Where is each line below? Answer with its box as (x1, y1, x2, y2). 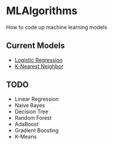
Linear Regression (14, 95, 59, 103)
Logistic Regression (14, 56, 63, 63)
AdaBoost (14, 120, 39, 127)
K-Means (14, 133, 37, 140)
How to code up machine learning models (6, 24, 108, 31)
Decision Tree (14, 108, 49, 115)
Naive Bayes (14, 101, 45, 108)
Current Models (6, 41, 65, 51)
